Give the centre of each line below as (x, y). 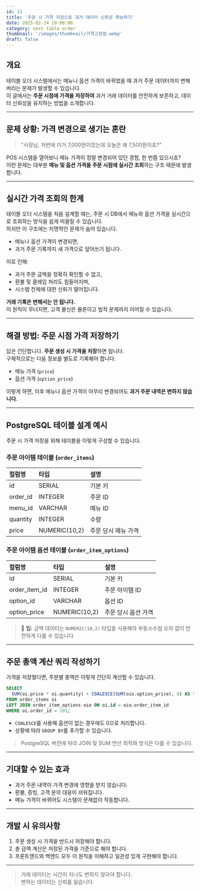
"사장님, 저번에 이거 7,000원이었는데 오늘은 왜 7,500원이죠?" (91, 144)
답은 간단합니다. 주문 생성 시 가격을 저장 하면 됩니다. (65, 351)
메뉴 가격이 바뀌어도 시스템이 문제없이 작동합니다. (72, 800)
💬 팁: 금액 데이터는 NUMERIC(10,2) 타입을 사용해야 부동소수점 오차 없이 (102, 628)
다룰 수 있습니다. (56, 636)
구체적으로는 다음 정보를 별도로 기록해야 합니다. (61, 359)
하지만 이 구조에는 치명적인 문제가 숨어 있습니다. (62, 229)
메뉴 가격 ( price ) (35, 371)
